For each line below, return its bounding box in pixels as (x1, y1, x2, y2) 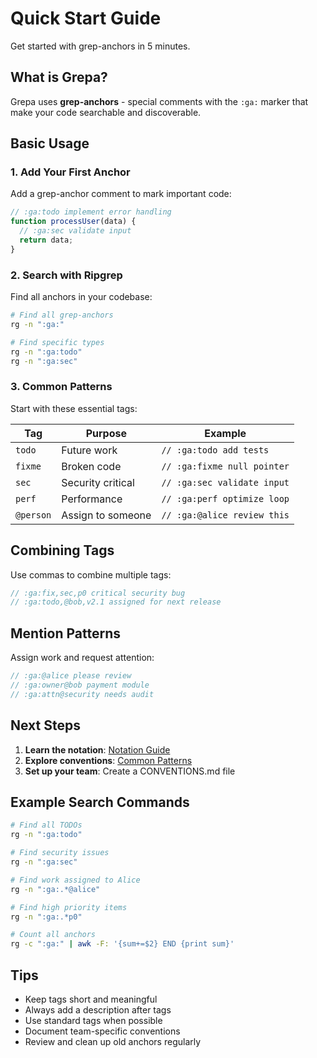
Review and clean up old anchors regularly (24, 1035, 202, 1047)
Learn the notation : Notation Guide (24, 743, 171, 756)
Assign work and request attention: (10, 652, 155, 664)
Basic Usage (10, 135, 90, 152)
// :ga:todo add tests (161, 444, 270, 456)
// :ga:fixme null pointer (161, 460, 290, 472)
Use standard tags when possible (24, 1014, 163, 1026)
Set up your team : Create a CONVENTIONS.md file (24, 765, 236, 777)
